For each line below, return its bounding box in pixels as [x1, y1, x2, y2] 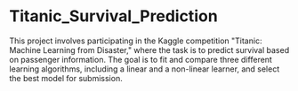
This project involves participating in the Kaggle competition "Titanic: [9, 35, 262, 46]
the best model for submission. [9, 72, 123, 83]
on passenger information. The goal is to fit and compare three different [9, 54, 273, 64]
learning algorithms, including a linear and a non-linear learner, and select [9, 64, 280, 74]
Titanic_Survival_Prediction [9, 6, 218, 27]
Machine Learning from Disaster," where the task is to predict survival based [9, 44, 290, 55]
